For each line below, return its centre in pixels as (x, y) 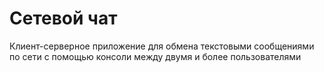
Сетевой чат (63, 18)
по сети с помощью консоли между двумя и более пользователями (155, 56)
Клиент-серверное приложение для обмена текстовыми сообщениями (162, 46)
